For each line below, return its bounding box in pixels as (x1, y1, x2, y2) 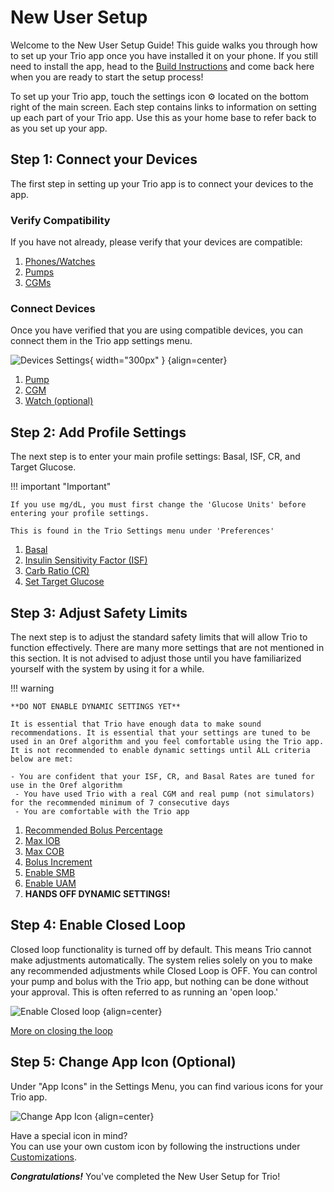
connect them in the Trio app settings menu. (10, 335, 193, 347)
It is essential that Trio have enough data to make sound (10, 719, 262, 729)
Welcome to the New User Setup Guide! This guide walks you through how (10, 39, 318, 51)
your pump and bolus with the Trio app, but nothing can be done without (10, 975, 309, 987)
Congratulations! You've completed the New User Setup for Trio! (10, 1170, 281, 1182)
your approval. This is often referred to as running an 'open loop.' (10, 986, 279, 998)
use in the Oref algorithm (10, 780, 123, 790)
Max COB (24, 845, 65, 857)
